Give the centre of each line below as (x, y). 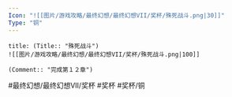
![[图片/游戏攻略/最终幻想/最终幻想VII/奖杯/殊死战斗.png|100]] (104, 54)
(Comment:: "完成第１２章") (51, 69)
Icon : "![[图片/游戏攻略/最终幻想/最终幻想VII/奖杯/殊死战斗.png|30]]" (116, 15)
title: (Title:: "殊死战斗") (54, 46)
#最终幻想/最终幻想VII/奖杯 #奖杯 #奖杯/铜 (77, 85)
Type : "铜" (26, 23)
